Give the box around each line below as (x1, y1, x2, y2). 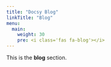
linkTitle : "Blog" (6, 15, 53, 21)
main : (12, 26, 26, 32)
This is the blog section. (6, 54, 67, 61)
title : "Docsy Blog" (6, 9, 59, 15)
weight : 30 (17, 32, 45, 38)
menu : (6, 20, 20, 26)
